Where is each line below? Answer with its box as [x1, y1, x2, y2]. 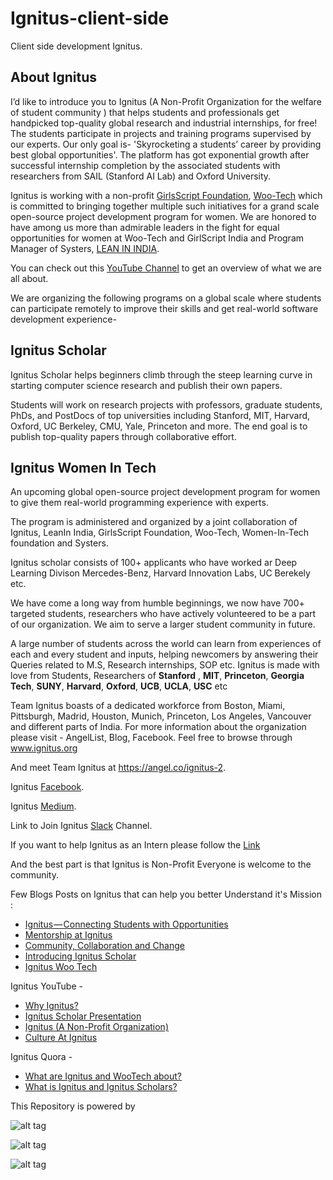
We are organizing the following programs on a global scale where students [10, 292, 322, 304]
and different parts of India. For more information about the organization [10, 721, 307, 733]
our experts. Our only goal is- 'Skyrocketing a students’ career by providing [10, 138, 322, 150]
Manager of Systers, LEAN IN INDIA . [10, 242, 160, 254]
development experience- [10, 313, 117, 325]
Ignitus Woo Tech [24, 961, 98, 973]
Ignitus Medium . [10, 800, 77, 812]
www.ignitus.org [10, 742, 78, 754]
